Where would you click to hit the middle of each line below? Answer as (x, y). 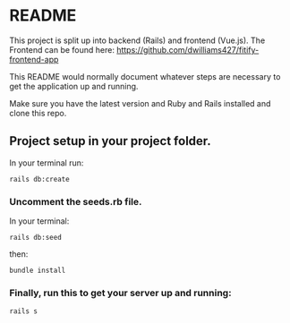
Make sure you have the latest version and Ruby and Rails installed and (140, 103)
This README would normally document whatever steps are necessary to (145, 76)
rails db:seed (36, 238)
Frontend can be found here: (62, 49)
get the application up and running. (74, 86)
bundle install (38, 271)
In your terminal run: (47, 163)
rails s (24, 311)
